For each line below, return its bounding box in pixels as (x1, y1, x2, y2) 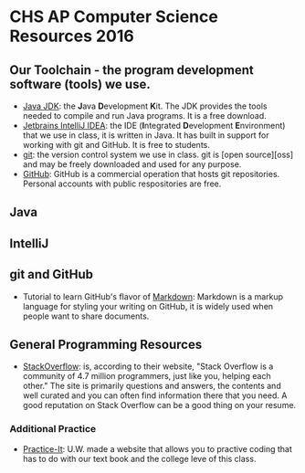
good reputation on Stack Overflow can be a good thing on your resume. (22, 400, 297, 411)
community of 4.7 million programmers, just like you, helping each (22, 371, 271, 382)
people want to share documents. (22, 310, 150, 321)
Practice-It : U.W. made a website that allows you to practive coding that (22, 443, 292, 454)
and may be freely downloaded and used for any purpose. (22, 159, 242, 170)
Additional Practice (9, 423, 97, 436)
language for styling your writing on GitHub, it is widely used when (22, 300, 274, 311)
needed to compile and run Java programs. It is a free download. (22, 110, 267, 121)
